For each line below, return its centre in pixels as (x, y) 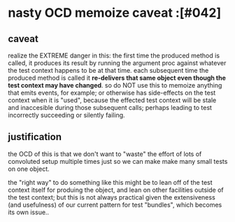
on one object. (29, 169)
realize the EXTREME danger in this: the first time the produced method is (114, 55)
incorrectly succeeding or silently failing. (66, 115)
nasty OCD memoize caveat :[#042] (115, 13)
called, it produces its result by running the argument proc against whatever (117, 63)
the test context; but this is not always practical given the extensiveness (112, 197)
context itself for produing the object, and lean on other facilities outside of (116, 190)
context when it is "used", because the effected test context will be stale (112, 100)
